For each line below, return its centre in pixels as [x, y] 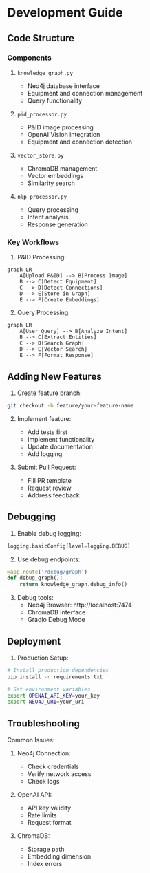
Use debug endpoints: [49, 559]
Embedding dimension [59, 856]
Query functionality [55, 100]
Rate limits [42, 815]
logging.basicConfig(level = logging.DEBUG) [69, 546]
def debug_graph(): [35, 578]
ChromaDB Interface [56, 612]
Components [29, 58]
